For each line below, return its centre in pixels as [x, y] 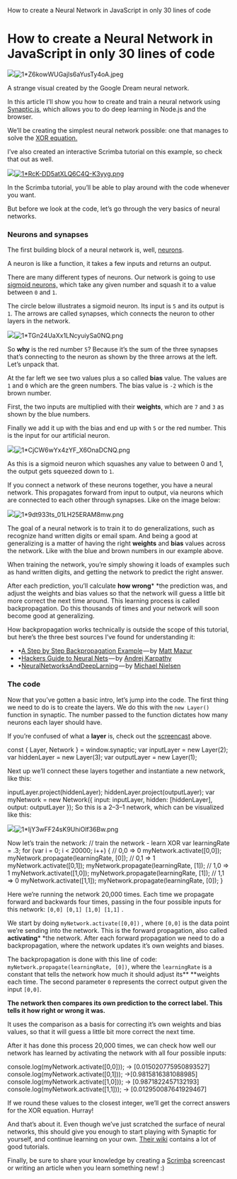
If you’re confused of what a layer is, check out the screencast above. [110, 736]
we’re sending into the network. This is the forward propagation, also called [117, 930]
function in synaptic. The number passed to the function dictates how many [118, 714]
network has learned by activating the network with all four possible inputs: [117, 1052]
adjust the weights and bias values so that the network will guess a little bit [116, 593]
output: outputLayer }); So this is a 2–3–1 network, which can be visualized [116, 807]
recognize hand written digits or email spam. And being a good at [103, 536]
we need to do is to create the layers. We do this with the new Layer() [109, 707]
